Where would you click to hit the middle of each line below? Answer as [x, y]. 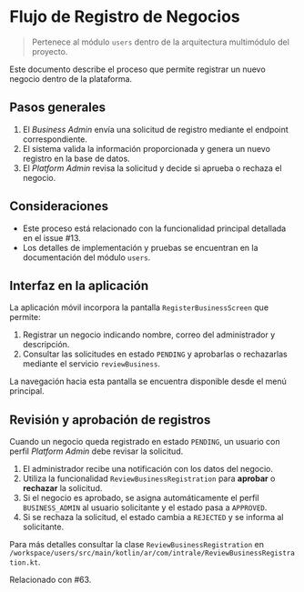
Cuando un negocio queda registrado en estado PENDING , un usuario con [145, 442]
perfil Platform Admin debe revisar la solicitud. [96, 451]
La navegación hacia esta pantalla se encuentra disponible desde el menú [148, 381]
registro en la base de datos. [76, 158]
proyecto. [50, 51]
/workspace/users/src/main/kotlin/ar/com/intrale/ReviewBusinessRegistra [152, 553]
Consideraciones [59, 206]
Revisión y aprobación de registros [110, 420]
